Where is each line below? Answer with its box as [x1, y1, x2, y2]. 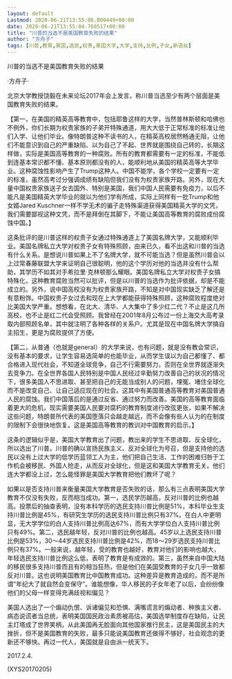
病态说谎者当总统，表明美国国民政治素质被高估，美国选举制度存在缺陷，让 [7, 612, 219, 620]
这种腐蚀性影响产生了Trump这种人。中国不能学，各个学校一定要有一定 [19, 167, 220, 175]
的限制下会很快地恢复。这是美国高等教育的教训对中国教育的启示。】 [7, 421, 198, 429]
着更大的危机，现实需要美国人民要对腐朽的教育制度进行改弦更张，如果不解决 [7, 404, 225, 411]
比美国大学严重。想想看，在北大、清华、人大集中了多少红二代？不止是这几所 [7, 302, 225, 310]
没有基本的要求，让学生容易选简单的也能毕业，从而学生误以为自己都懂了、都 [7, 352, 225, 360]
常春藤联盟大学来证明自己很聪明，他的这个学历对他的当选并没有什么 [19, 259, 213, 267]
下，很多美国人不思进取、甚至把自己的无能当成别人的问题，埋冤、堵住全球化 [7, 378, 225, 386]
